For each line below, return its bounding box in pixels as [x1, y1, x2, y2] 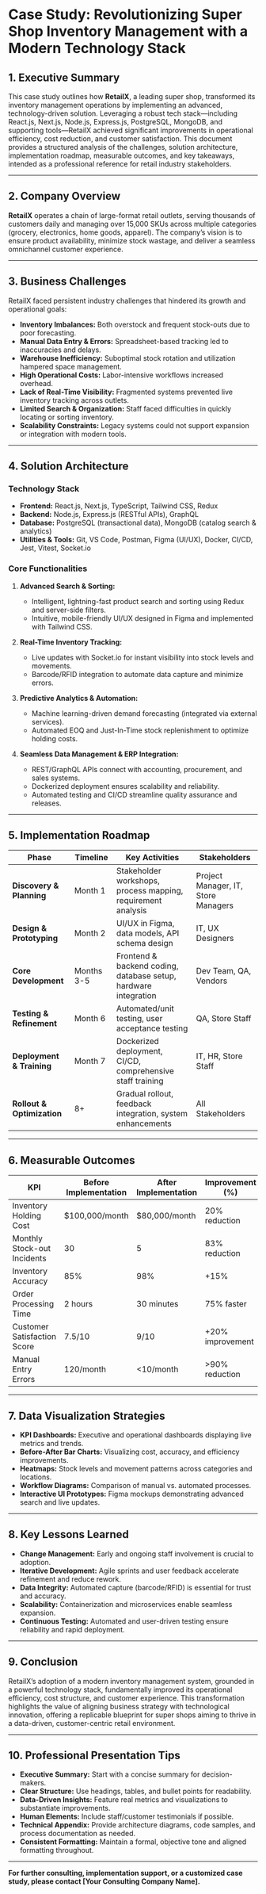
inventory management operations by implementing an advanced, [8, 101, 223, 109]
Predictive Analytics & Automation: [19, 693, 139, 702]
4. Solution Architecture [8, 460, 129, 473]
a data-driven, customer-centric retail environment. [8, 1718, 176, 1728]
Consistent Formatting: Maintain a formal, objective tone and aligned [19, 1837, 247, 1846]
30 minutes [136, 1299, 179, 1310]
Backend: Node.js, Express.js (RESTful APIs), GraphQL [19, 510, 199, 519]
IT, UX [196, 923, 219, 934]
